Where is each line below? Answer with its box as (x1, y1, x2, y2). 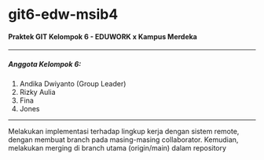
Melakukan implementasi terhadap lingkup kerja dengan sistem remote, (8, 127, 240, 136)
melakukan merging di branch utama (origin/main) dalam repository (8, 144, 226, 153)
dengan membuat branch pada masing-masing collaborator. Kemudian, (8, 135, 239, 144)
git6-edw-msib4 (8, 5, 119, 24)
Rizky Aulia (19, 88, 56, 97)
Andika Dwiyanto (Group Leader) (19, 79, 126, 89)
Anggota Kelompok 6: (8, 59, 82, 68)
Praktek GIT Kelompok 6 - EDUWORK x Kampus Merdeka (8, 31, 198, 41)
